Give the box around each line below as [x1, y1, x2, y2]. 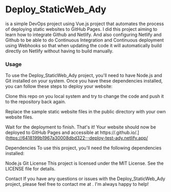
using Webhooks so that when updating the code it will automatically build [5, 42, 162, 48]
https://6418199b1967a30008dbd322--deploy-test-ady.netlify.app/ [7, 135, 148, 141]
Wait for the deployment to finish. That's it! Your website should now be [5, 124, 156, 130]
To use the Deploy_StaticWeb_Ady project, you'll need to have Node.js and [5, 72, 162, 79]
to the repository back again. [5, 99, 67, 105]
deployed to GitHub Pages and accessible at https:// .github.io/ [5, 129, 137, 136]
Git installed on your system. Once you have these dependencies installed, [5, 78, 163, 84]
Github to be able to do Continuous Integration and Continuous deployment [5, 37, 164, 43]
